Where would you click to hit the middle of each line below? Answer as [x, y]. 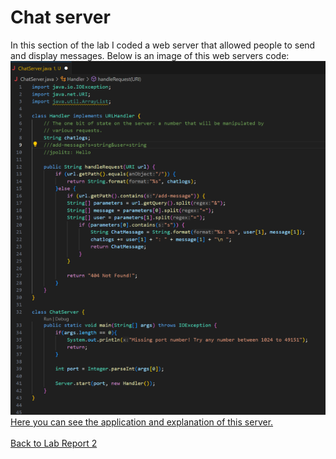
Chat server [60, 17]
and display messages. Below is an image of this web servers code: [150, 55]
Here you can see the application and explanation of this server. [142, 422]
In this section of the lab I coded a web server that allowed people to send [163, 45]
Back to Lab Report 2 [54, 443]
